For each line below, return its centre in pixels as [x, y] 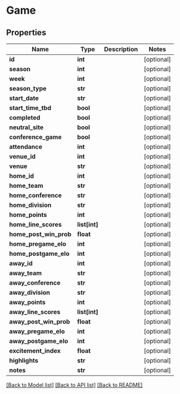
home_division [30, 205]
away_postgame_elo [39, 341]
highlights [24, 361]
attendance [26, 147]
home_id [22, 176]
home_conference [35, 195]
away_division [30, 292]
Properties [26, 33]
